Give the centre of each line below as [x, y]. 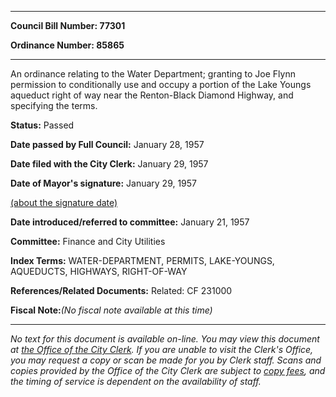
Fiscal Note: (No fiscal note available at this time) [111, 310]
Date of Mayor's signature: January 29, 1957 [104, 183]
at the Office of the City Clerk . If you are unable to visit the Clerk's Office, [162, 349]
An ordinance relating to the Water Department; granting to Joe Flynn [153, 74]
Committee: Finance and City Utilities [88, 241]
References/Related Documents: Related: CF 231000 [121, 290]
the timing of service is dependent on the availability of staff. [136, 381]
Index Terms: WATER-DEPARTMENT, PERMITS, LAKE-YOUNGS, [142, 260]
